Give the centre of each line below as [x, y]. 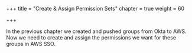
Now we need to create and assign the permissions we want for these [91, 37]
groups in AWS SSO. [31, 44]
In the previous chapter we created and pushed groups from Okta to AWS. [96, 31]
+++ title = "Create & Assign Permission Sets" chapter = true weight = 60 [95, 9]
